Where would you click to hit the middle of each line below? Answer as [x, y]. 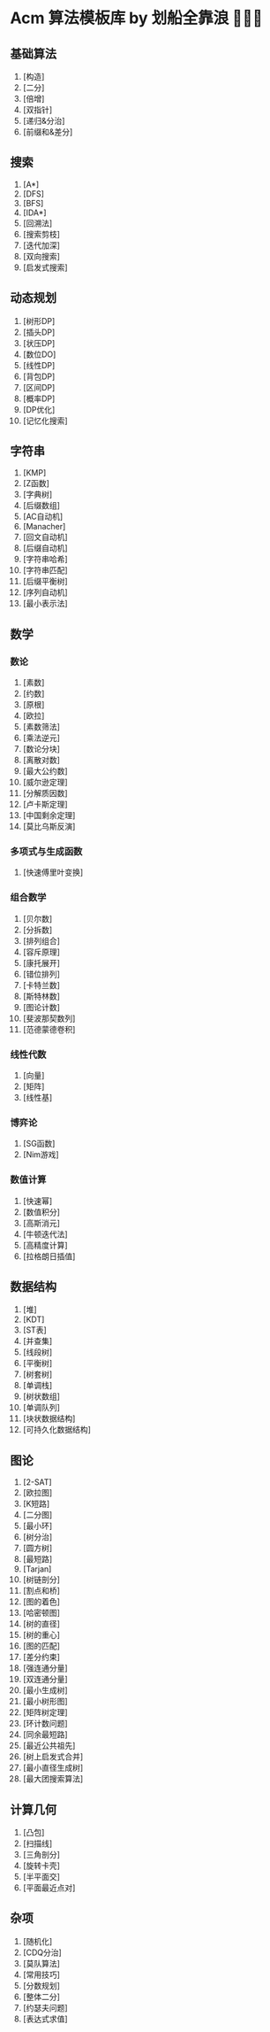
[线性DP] [39, 365]
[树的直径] [41, 1624]
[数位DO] [39, 354]
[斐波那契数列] [49, 1018]
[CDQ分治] [42, 1952]
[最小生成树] [45, 1690]
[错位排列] [41, 974]
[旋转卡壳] [41, 1866]
